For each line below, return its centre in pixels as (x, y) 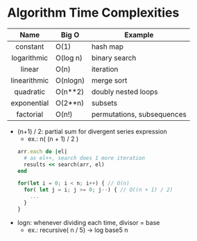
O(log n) (69, 58)
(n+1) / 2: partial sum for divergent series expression (92, 131)
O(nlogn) (70, 80)
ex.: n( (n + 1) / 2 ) (53, 139)
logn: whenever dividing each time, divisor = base (88, 222)
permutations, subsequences (139, 114)
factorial (30, 114)
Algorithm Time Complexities (93, 13)
